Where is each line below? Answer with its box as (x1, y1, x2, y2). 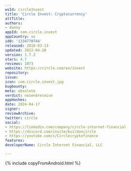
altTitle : (5, 16, 25, 21)
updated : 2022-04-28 (5, 48, 47, 52)
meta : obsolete (5, 88, 36, 93)
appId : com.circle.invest (5, 30, 57, 34)
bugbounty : (5, 84, 27, 89)
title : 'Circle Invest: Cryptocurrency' (5, 12, 88, 17)
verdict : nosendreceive (5, 93, 53, 98)
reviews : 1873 (5, 61, 34, 66)
